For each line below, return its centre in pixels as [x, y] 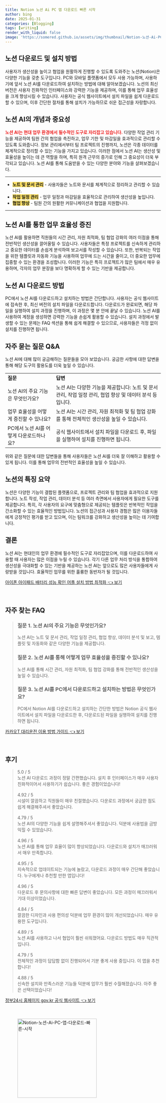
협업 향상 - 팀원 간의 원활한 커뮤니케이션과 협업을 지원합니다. [71, 203]
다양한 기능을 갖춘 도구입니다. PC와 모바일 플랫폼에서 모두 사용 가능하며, [75, 78]
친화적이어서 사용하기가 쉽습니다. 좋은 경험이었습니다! [69, 784]
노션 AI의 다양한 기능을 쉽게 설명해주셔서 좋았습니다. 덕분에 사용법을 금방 [87, 823]
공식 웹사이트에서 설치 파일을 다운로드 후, [101, 432]
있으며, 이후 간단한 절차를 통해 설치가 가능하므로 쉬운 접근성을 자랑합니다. [86, 102]
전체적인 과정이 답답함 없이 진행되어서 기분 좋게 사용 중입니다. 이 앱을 [84, 961]
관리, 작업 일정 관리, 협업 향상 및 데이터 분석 [104, 395]
